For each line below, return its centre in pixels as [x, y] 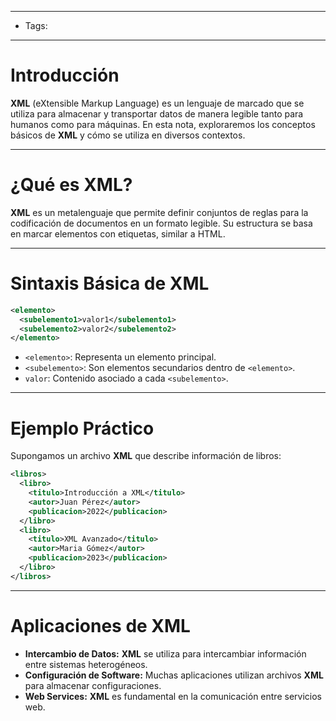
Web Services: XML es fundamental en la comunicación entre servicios [173, 696]
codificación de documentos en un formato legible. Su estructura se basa [161, 223]
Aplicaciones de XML [100, 625]
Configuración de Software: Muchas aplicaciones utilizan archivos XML [174, 675]
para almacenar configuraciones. [93, 685]
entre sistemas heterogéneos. [86, 664]
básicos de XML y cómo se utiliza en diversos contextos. [128, 135]
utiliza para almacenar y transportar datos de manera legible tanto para [157, 113]
